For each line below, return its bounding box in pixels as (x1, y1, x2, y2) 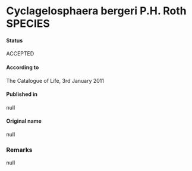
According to (6, 64, 39, 71)
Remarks (6, 145, 33, 154)
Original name (6, 117, 42, 125)
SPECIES (6, 17, 51, 30)
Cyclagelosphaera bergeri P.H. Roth (6, 4, 187, 18)
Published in (6, 91, 37, 98)
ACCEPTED (6, 50, 34, 57)
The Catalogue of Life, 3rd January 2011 (6, 77, 104, 84)
